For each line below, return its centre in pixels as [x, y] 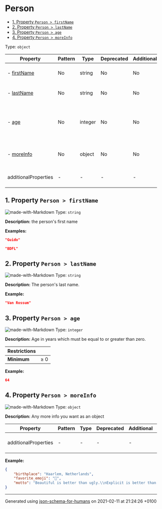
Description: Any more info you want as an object [55, 416]
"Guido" [13, 240]
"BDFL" [12, 248]
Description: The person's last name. [42, 285]
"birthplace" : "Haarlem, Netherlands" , [54, 474]
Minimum [19, 359]
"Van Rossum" [18, 303]
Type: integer [69, 330]
